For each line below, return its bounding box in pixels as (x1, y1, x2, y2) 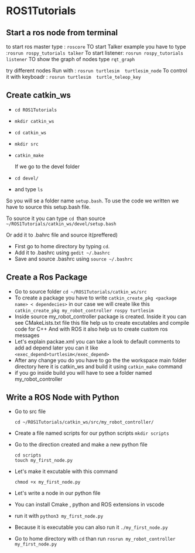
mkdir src (14, 141, 39, 147)
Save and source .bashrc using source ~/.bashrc (14, 255, 133, 262)
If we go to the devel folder (14, 163, 80, 170)
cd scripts (14, 452, 42, 458)
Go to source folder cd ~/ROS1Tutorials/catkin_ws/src (14, 288, 148, 295)
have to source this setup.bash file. (6, 203, 91, 210)
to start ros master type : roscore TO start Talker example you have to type (6, 43, 186, 50)
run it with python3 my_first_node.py (14, 512, 104, 519)
